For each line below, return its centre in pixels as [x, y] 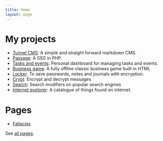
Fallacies [21, 124]
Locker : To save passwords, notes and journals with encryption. [78, 74]
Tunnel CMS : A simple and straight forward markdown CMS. [74, 53]
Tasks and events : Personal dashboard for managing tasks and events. [85, 63]
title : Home [17, 10]
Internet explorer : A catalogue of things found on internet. [72, 90]
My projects [30, 39]
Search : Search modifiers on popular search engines [67, 85]
